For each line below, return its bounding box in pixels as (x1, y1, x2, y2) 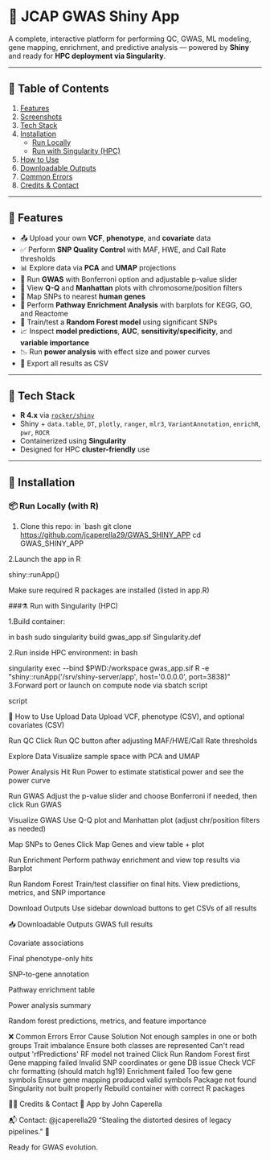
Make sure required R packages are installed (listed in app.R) (8, 585, 211, 595)
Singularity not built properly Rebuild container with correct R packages (8, 1084, 246, 1093)
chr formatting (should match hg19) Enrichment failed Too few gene (8, 1067, 233, 1076)
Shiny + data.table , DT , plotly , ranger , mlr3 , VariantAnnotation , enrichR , (19, 419, 261, 429)
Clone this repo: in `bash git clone (19, 522, 132, 531)
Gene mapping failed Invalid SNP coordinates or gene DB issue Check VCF (8, 1058, 256, 1067)
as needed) (8, 824, 47, 834)
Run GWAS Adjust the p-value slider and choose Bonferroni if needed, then (8, 791, 257, 801)
